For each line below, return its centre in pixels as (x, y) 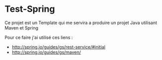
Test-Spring (30, 9)
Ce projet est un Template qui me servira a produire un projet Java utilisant (81, 23)
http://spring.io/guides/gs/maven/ (46, 52)
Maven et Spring (22, 28)
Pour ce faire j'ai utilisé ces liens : (39, 37)
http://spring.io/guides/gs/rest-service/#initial (58, 47)
